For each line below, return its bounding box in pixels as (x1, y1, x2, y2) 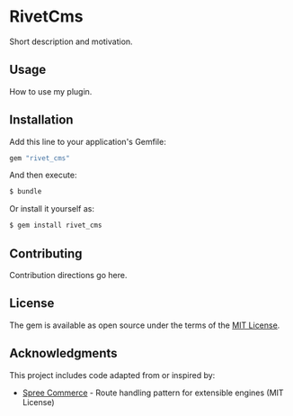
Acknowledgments (9, 346, 119, 361)
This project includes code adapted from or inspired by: (9, 369, 216, 380)
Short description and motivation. (9, 36, 133, 47)
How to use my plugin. (9, 86, 93, 96)
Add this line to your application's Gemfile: (9, 136, 166, 147)
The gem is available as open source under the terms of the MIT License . (9, 320, 280, 330)
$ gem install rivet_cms (9, 221, 102, 231)
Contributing (9, 246, 83, 261)
